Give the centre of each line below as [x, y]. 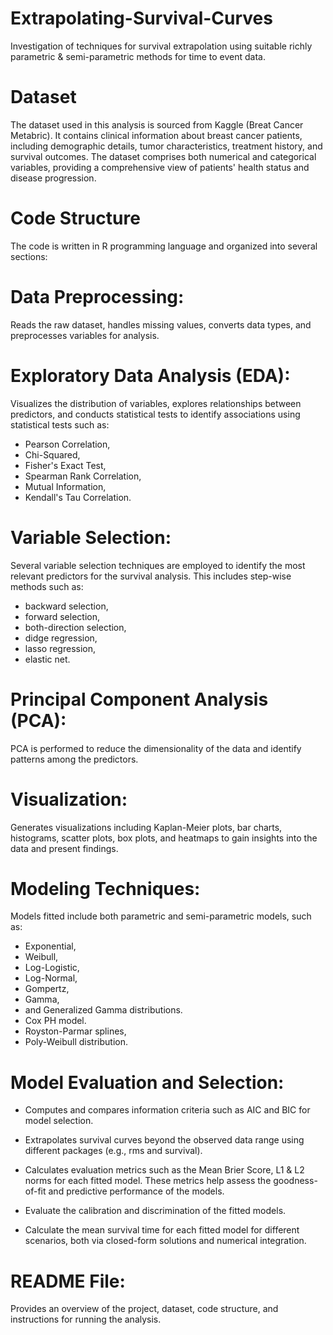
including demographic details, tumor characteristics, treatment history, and [166, 146]
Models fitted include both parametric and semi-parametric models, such [161, 916]
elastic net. [47, 659]
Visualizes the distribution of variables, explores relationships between [156, 403]
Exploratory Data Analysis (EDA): [150, 375]
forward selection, [62, 616]
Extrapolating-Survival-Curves [141, 18]
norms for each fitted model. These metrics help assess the [148, 1181]
